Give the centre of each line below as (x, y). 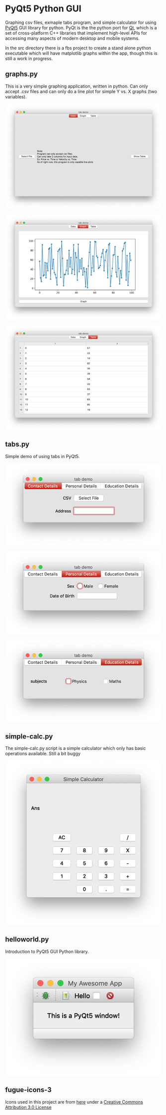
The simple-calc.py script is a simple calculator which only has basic (76, 748)
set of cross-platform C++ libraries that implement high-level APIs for (76, 33)
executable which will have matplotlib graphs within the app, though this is (81, 53)
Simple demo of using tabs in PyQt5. (42, 456)
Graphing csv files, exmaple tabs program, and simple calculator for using (81, 22)
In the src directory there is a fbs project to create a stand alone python (78, 48)
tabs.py (17, 444)
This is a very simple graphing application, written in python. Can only (77, 86)
